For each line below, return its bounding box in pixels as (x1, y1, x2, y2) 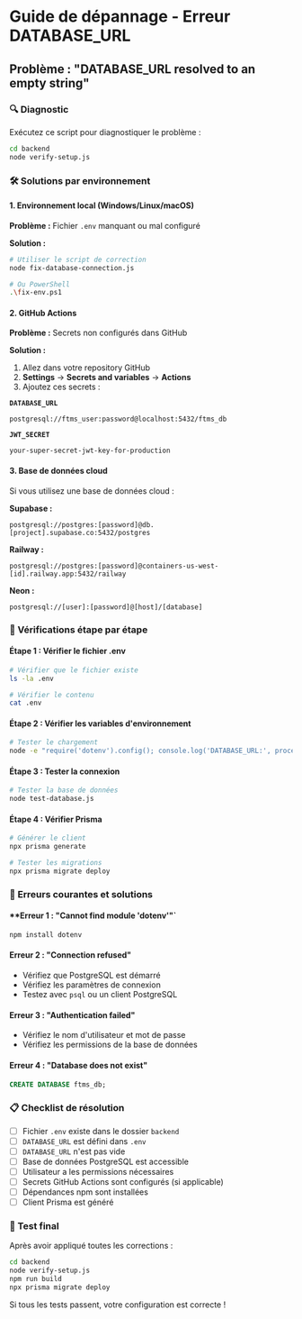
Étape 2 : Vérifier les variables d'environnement (9, 718, 191, 729)
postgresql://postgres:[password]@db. (9, 520, 155, 529)
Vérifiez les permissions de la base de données (22, 1039, 198, 1051)
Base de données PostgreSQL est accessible (22, 1156, 189, 1167)
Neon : (9, 585, 35, 596)
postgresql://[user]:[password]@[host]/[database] (9, 602, 203, 612)
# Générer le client (9, 833, 87, 843)
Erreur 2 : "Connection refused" (9, 950, 132, 960)
